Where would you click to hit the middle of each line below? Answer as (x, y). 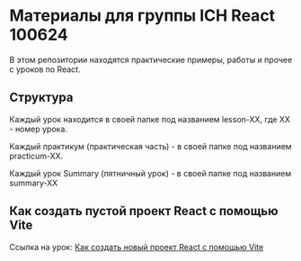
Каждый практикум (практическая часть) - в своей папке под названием (150, 146)
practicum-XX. (36, 156)
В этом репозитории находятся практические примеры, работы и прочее (151, 59)
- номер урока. (38, 129)
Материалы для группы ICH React (142, 16)
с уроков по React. (45, 69)
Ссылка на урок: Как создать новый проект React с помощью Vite (137, 247)
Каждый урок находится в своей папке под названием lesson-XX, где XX (150, 119)
